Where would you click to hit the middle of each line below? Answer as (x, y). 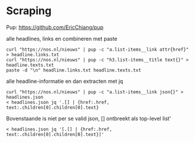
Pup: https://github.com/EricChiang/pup (55, 27)
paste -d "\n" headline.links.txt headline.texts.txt (74, 70)
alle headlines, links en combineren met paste (62, 38)
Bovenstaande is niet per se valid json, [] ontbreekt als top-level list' (89, 118)
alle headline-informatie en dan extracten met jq (65, 81)
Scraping (29, 11)
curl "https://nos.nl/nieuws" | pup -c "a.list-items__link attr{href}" (97, 49)
